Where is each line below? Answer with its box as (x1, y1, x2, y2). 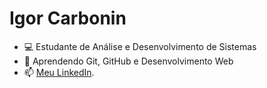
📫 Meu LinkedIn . (23, 66, 95, 78)
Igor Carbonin (9, 7, 127, 30)
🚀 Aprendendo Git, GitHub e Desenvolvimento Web (23, 55, 234, 67)
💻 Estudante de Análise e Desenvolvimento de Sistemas (23, 40, 257, 52)
